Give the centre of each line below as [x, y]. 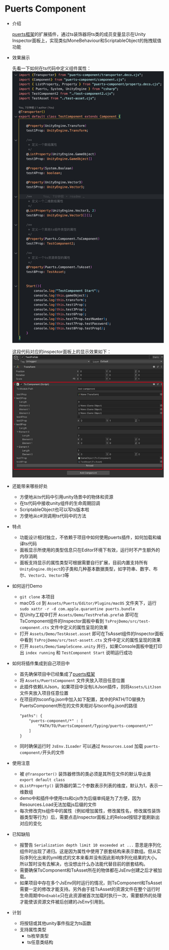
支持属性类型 [33, 929]
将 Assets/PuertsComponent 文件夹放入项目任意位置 [72, 680]
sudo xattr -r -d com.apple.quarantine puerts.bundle [77, 609]
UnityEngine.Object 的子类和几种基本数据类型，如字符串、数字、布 [89, 568]
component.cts [34, 628]
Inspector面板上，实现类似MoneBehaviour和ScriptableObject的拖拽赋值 [87, 40]
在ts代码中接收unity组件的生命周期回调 [60, 503]
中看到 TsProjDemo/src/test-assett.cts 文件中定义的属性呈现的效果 [90, 640]
